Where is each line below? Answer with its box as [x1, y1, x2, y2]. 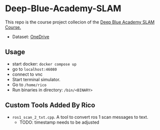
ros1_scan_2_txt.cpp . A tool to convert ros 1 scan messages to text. [12, 114, 148, 120]
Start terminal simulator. [12, 76, 61, 82]
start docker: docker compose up [12, 61, 77, 66]
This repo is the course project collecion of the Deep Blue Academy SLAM [5, 19, 155, 25]
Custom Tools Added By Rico [5, 101, 95, 109]
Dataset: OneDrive [12, 34, 50, 40]
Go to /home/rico [12, 82, 46, 87]
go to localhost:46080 [12, 66, 57, 72]
